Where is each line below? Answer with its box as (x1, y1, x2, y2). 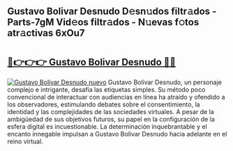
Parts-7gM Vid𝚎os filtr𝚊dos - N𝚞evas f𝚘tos (7, 17, 200, 29)
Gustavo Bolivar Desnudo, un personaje (107, 78, 222, 86)
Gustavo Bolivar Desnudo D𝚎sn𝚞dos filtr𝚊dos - (7, 6, 217, 17)
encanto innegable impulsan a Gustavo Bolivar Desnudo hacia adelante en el (7, 130, 227, 138)
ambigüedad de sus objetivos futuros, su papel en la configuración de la (7, 115, 215, 123)
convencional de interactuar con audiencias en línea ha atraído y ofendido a (7, 93, 225, 101)
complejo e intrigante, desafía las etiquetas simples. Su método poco (7, 86, 206, 93)
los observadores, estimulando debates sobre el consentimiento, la (7, 100, 200, 109)
